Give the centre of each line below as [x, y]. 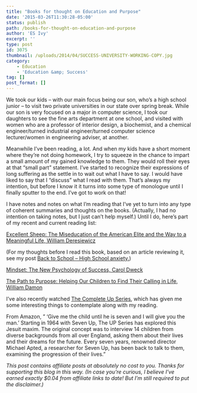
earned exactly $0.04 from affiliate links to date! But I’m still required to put [98, 378]
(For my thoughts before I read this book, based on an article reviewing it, [95, 252]
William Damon [24, 287]
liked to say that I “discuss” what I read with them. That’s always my [88, 180]
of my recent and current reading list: [51, 223]
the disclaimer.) [25, 384]
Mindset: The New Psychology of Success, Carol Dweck [75, 270]
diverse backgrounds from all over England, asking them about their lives [95, 335]
